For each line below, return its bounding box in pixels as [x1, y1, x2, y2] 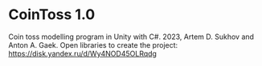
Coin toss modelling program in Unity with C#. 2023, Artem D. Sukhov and [8, 32, 255, 41]
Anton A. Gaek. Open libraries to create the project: [8, 40, 178, 49]
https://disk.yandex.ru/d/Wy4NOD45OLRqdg [8, 49, 157, 58]
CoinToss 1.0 [8, 6, 96, 24]
